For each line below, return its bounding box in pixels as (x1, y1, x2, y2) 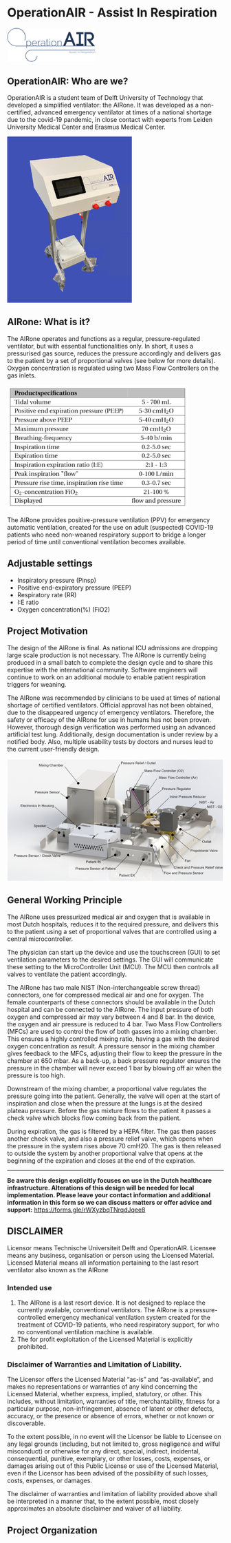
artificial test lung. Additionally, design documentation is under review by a (7, 730, 219, 738)
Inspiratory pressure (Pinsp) (16, 576, 97, 584)
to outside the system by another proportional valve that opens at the (7, 1149, 203, 1157)
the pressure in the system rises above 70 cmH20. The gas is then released (7, 1141, 221, 1150)
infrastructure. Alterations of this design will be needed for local (7, 1183, 195, 1192)
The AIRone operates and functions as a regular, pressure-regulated (7, 334, 201, 342)
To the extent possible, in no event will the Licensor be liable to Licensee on (7, 1433, 221, 1441)
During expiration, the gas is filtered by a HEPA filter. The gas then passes (7, 1127, 217, 1135)
